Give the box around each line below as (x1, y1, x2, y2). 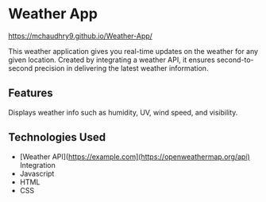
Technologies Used (8, 130, 106, 144)
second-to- (216, 55, 254, 64)
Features (8, 87, 53, 100)
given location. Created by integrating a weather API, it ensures (8, 55, 216, 64)
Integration (19, 160, 56, 169)
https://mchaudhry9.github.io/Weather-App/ (8, 31, 153, 41)
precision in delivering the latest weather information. (34, 63, 209, 72)
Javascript (19, 169, 55, 178)
